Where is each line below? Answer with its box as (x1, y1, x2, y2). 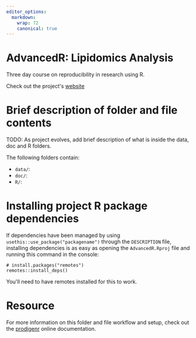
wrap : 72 (17, 20, 39, 26)
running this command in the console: (6, 251, 100, 258)
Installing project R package (6, 199, 148, 213)
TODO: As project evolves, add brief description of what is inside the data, (6, 136, 189, 144)
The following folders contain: (6, 154, 79, 162)
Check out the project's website (6, 83, 85, 90)
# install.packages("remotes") (6, 263, 84, 269)
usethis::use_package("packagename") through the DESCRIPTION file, (6, 238, 171, 245)
